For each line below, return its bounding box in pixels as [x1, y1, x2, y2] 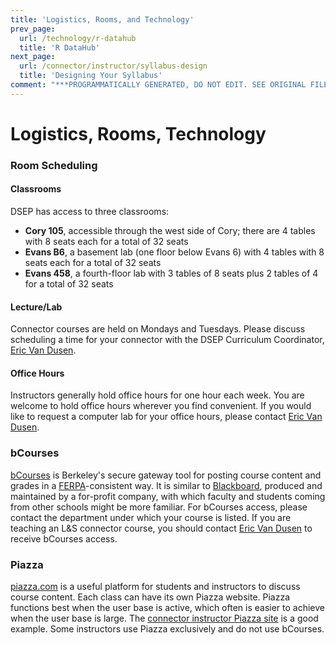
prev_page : [10, 24, 56, 34]
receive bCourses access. [10, 532, 118, 545]
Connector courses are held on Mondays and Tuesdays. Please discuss [10, 323, 306, 335]
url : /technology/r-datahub [19, 33, 137, 43]
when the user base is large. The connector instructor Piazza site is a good [10, 612, 319, 625]
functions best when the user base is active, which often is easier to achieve [10, 602, 326, 614]
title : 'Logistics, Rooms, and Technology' [10, 14, 195, 25]
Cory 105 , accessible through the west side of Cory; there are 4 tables [24, 225, 316, 237]
